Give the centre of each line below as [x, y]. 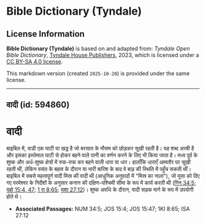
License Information [45, 34]
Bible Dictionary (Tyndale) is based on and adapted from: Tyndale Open [98, 48]
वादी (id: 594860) [38, 105]
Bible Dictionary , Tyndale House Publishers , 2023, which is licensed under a [103, 55]
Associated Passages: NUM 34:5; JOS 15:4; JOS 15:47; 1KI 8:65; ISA [102, 209]
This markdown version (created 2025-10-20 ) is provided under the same [98, 73]
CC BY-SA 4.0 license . [35, 62]
